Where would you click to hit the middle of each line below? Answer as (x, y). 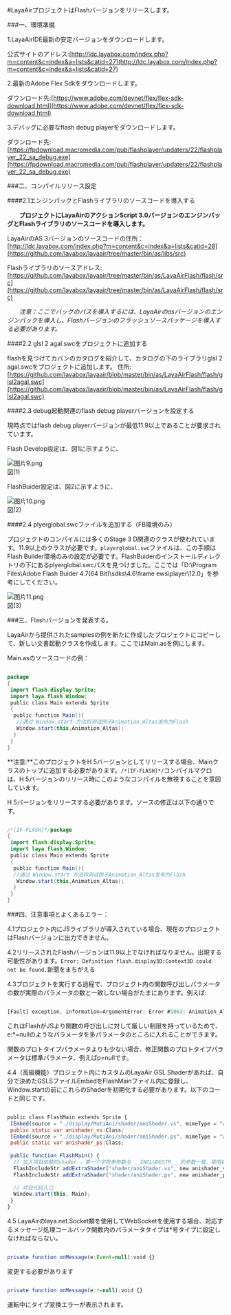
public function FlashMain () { (55, 1156)
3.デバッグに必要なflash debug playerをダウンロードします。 (93, 127)
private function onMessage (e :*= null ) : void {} (75, 1290)
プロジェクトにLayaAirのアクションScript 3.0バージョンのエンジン (114, 215)
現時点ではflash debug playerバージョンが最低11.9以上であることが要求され (114, 425)
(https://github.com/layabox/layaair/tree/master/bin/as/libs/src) (97, 253)
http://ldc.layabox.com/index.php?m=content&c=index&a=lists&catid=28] (113, 246)
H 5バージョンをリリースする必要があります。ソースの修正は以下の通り (108, 802)
